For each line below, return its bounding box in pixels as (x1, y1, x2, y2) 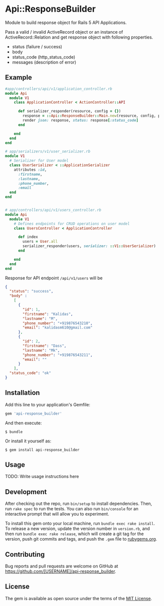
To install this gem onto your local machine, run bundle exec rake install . (5, 521, 155, 526)
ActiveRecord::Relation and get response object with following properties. (5, 34, 153, 40)
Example (5, 73, 32, 82)
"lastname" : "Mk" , (22, 348, 60, 353)
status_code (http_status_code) (12, 54, 76, 60)
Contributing (5, 550, 45, 559)
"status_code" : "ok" (9, 371, 51, 376)
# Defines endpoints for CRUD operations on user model (14, 221, 130, 226)
